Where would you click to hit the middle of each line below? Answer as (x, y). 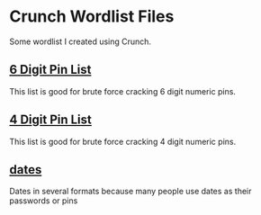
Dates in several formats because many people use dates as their (130, 192)
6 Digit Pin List (50, 70)
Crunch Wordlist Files (92, 17)
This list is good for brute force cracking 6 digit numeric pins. (123, 91)
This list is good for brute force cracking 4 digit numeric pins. (123, 141)
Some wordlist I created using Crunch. (80, 41)
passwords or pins (44, 201)
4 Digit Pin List (51, 120)
